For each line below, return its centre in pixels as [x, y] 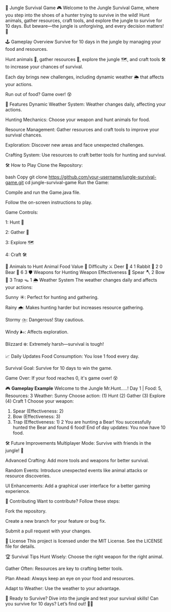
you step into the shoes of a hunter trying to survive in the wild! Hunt [77, 15]
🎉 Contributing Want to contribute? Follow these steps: [63, 501]
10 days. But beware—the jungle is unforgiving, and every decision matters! [85, 26]
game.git [15, 182]
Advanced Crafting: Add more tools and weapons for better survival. [77, 460]
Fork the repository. [26, 511]
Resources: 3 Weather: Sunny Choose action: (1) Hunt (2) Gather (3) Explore [86, 396]
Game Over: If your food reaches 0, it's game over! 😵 [62, 378]
